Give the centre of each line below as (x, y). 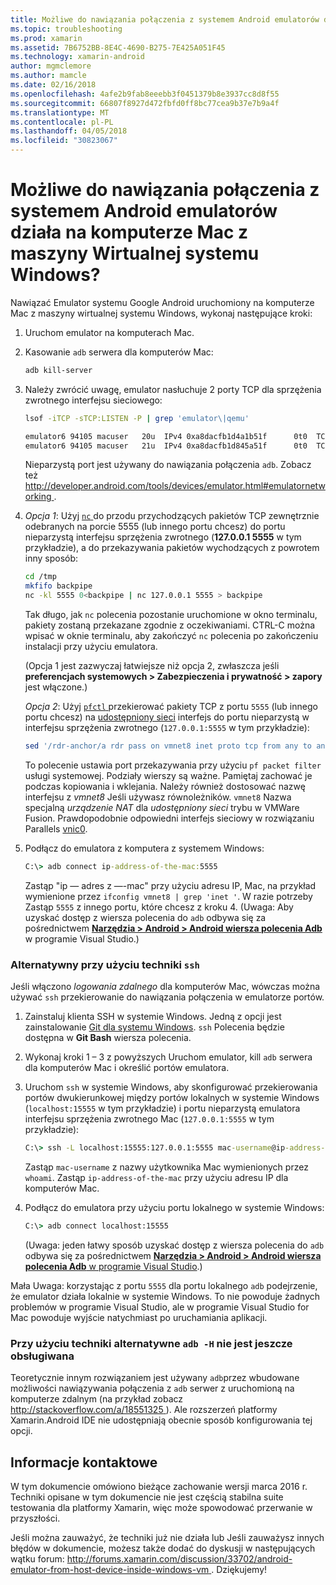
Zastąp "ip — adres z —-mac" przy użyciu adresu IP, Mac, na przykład (170, 885)
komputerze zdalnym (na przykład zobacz (97, 1399)
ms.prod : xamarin (46, 38)
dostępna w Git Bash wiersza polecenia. (108, 1038)
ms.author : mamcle (48, 76)
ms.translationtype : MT (60, 112)
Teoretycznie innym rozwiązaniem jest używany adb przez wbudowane (155, 1378)
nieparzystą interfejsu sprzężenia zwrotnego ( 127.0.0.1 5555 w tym (163, 537)
